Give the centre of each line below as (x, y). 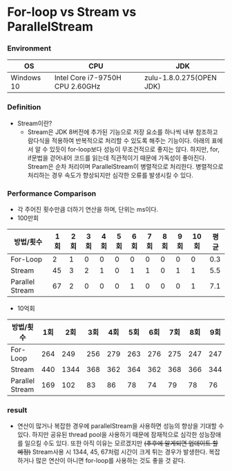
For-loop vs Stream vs (72, 12)
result (17, 410)
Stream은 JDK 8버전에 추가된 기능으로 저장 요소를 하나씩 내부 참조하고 (123, 131)
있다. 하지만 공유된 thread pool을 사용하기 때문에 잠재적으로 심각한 (107, 435)
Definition (24, 107)
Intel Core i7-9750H (88, 78)
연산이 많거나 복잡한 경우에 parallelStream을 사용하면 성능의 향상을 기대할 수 (120, 426)
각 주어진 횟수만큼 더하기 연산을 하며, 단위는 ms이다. (88, 210)
